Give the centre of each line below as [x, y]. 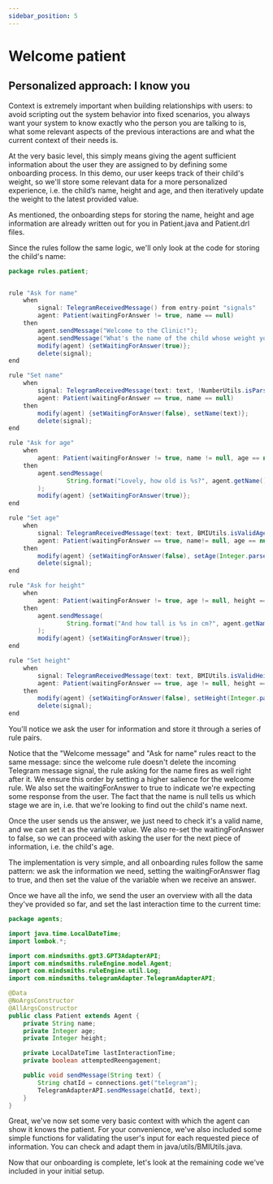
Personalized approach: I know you [100, 86]
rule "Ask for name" [43, 293]
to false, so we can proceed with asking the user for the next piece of [125, 838]
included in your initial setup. [56, 1171]
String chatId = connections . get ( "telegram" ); [118, 1082]
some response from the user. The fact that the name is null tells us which [132, 796]
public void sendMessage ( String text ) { [92, 1075]
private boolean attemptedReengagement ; [92, 1061]
